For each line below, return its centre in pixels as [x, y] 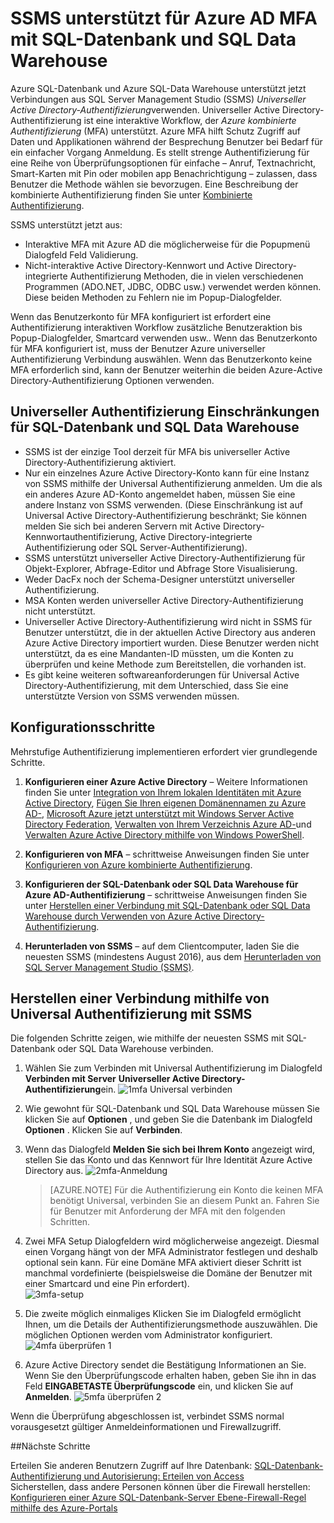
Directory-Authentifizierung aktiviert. [100, 462]
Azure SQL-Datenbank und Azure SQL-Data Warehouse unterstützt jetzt [158, 88]
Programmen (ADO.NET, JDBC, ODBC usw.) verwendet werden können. [173, 286]
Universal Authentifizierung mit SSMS [131, 1013]
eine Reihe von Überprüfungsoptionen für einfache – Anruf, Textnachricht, [163, 163]
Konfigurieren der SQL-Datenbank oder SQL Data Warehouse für [161, 884]
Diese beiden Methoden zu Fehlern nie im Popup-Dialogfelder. [153, 297]
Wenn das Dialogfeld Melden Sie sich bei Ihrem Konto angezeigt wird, [170, 1149]
